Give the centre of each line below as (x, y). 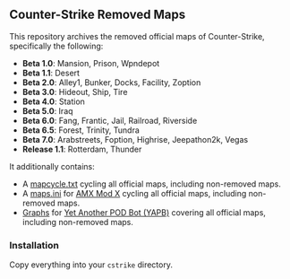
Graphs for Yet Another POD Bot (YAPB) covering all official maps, (144, 212)
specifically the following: (56, 46)
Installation (34, 245)
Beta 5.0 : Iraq (47, 110)
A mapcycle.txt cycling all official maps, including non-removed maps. (152, 184)
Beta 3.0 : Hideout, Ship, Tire (75, 92)
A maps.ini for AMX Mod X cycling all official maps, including (134, 193)
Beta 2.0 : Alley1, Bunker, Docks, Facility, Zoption (111, 82)
